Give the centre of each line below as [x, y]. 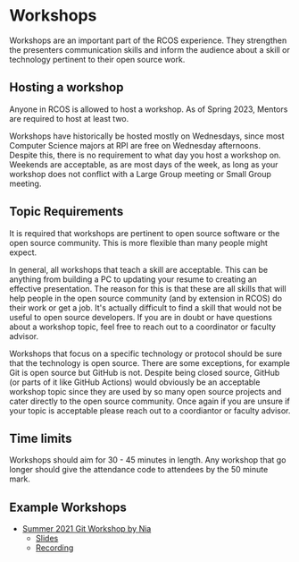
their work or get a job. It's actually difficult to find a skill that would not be [146, 307]
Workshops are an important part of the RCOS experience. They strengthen [148, 40]
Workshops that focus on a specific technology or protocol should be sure [146, 353]
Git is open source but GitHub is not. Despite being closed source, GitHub [145, 372]
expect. [23, 252]
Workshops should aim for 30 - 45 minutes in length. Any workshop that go [148, 460]
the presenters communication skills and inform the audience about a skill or [149, 49]
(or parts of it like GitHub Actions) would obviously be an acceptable [135, 382]
